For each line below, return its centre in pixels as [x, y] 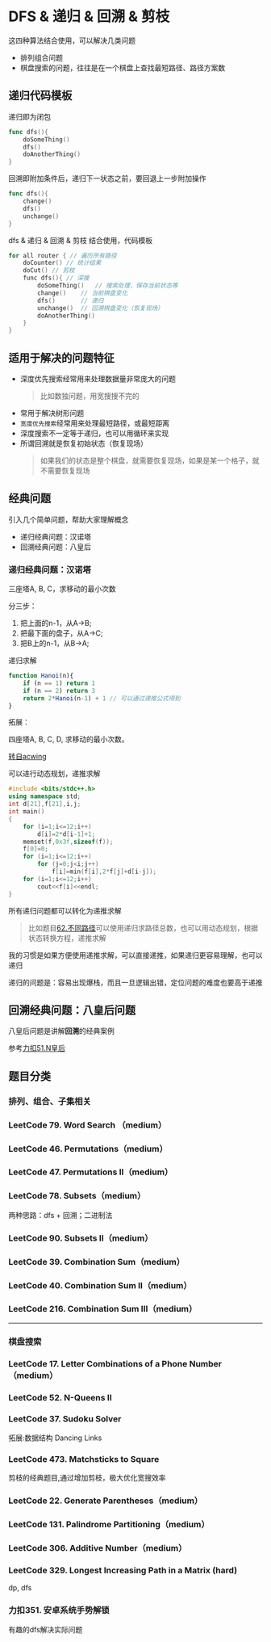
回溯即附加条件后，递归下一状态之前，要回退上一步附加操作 [107, 178]
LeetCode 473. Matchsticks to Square [84, 1459]
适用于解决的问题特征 [61, 357]
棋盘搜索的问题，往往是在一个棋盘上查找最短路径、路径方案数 [123, 67]
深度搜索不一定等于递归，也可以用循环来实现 [94, 433]
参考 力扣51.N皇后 [37, 1048]
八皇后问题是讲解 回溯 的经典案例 [61, 1031]
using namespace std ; [45, 796]
